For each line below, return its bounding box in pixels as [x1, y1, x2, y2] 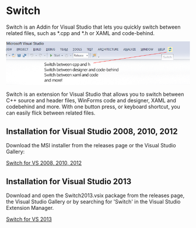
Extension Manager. [6, 205, 54, 212]
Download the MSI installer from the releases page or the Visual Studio [6, 142, 176, 149]
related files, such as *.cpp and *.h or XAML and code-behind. [6, 29, 155, 36]
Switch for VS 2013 [6, 216, 52, 223]
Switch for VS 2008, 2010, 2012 [6, 160, 82, 167]
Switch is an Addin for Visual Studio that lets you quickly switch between [6, 23, 181, 30]
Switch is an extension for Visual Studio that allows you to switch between [6, 91, 184, 98]
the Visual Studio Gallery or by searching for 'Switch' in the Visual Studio [6, 198, 181, 205]
